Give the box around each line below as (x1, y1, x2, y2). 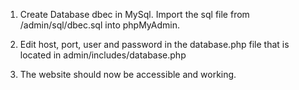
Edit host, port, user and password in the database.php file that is (19, 39, 290, 50)
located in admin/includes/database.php (19, 49, 187, 61)
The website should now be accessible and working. (19, 69, 237, 80)
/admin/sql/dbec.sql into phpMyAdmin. (19, 19, 180, 31)
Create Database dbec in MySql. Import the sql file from (19, 9, 250, 20)
